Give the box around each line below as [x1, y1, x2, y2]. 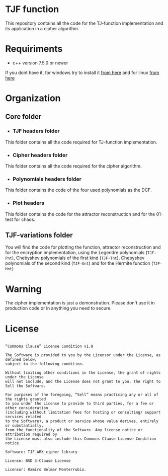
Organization [5, 93, 61, 104]
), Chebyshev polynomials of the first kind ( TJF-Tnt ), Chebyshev [12, 255, 145, 261]
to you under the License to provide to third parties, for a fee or [5, 401, 154, 406]
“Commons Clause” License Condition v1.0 [5, 344, 94, 349]
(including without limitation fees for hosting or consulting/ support [5, 410, 161, 415]
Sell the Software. [5, 383, 46, 388]
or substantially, [5, 423, 44, 428]
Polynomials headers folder [12, 175, 81, 182]
